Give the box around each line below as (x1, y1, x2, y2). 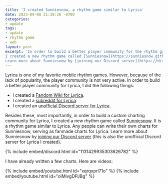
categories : (5, 16, 30, 21)
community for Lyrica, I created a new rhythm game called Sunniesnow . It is (5, 118, 161, 124)
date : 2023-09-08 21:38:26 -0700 (5, 12, 75, 17)
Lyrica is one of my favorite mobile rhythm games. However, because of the (5, 72, 161, 78)
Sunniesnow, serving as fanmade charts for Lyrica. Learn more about (5, 128, 147, 135)
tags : (5, 26, 16, 31)
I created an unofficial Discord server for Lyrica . (12, 103, 111, 109)
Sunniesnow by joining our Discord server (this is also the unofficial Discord (5, 134, 161, 140)
